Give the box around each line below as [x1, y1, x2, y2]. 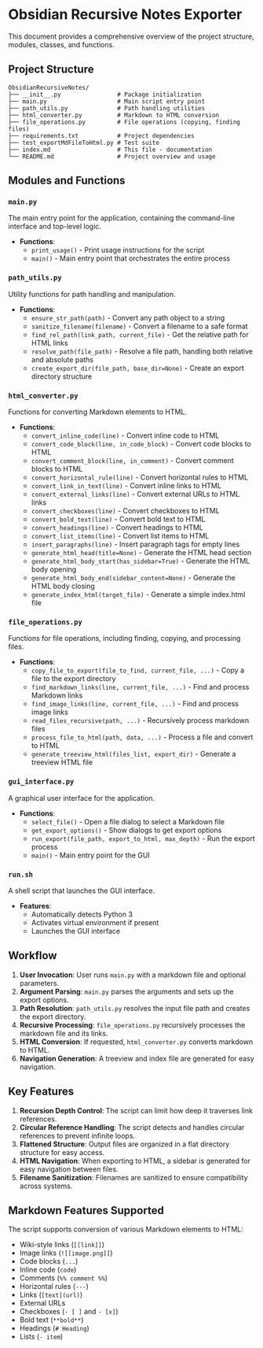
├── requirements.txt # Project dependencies [8, 131, 195, 139]
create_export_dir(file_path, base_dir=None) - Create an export [31, 363, 245, 372]
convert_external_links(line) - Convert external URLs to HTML [31, 490, 240, 499]
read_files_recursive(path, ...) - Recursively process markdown [31, 716, 250, 725]
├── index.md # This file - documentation [8, 146, 213, 154]
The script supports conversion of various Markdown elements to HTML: [8, 1224, 243, 1234]
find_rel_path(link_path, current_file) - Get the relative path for [31, 329, 249, 339]
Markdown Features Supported [8, 1203, 165, 1217]
